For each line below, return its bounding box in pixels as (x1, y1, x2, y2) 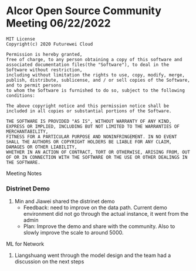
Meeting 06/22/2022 (6, 16, 111, 30)
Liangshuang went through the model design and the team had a (14, 252, 171, 259)
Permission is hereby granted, (6, 51, 83, 57)
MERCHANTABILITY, (6, 128, 49, 135)
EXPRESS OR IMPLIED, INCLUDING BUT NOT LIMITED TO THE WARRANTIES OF (6, 123, 180, 129)
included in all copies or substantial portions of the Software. (6, 108, 172, 114)
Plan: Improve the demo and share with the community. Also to (23, 223, 175, 230)
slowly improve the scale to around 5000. (23, 229, 124, 236)
